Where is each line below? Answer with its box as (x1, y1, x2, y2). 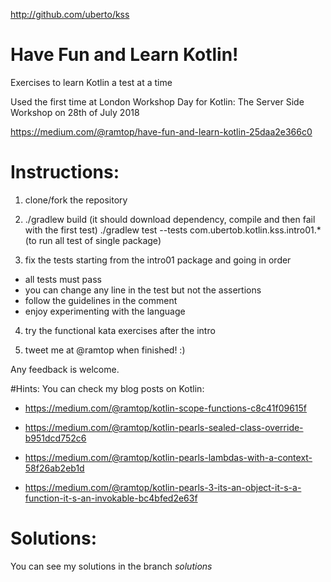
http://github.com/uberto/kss (10, 9, 130, 20)
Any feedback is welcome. (10, 363, 120, 375)
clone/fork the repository (24, 194, 128, 206)
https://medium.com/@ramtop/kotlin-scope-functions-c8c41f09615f (24, 402, 308, 414)
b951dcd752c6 (24, 432, 87, 444)
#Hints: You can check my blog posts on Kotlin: (10, 382, 205, 394)
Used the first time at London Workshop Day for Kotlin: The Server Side (10, 95, 305, 108)
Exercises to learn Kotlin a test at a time (10, 76, 173, 88)
